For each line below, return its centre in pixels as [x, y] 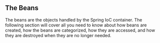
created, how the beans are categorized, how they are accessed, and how [80, 30]
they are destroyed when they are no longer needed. [58, 35]
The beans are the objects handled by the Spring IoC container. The [74, 20]
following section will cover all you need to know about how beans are [76, 25]
